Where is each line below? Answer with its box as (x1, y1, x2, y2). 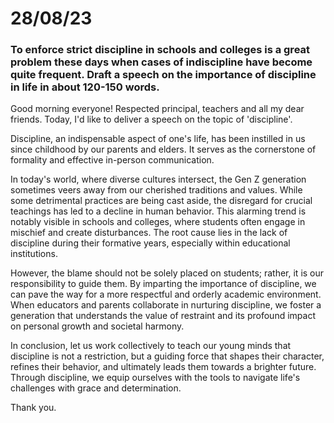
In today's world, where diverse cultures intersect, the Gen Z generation (10, 173, 307, 186)
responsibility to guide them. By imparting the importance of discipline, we (10, 278, 317, 290)
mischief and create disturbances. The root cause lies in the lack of (10, 227, 288, 239)
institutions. (10, 248, 58, 260)
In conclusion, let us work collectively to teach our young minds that (10, 340, 292, 352)
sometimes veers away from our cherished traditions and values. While (10, 184, 303, 196)
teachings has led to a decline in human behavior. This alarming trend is (10, 205, 307, 217)
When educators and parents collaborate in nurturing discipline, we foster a (10, 299, 322, 311)
